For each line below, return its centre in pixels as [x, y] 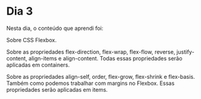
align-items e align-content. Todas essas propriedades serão [105, 58]
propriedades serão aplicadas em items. [57, 89]
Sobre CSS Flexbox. [32, 40]
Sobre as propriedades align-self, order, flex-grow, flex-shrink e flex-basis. [101, 76]
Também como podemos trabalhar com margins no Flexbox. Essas [90, 83]
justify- [186, 52]
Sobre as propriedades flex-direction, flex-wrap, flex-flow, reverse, [91, 52]
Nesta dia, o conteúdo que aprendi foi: [55, 28]
